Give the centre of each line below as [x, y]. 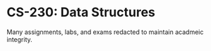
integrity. [19, 39]
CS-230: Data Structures [81, 12]
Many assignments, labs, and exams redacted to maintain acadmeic [105, 32]
